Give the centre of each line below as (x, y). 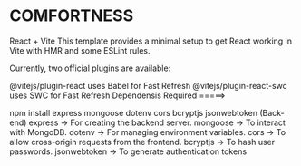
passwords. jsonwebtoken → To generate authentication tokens (128, 151)
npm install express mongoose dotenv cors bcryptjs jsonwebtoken (134, 112)
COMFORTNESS (72, 16)
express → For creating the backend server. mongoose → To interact (157, 122)
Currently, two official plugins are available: (90, 68)
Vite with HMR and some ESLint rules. (80, 50)
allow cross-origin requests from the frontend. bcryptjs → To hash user (142, 142)
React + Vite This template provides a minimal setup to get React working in (151, 41)
